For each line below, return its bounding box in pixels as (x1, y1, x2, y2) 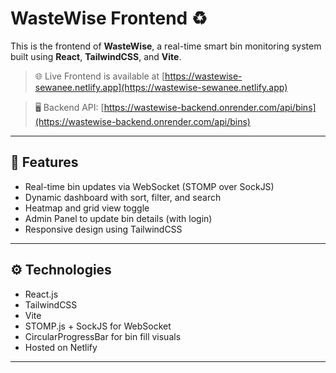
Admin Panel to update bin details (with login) (24, 212, 213, 224)
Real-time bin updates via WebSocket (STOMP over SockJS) (24, 180, 275, 192)
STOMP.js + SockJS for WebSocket (24, 320, 172, 332)
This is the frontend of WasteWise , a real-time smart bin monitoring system (10, 40, 322, 52)
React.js (24, 288, 59, 300)
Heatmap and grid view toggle (24, 202, 150, 214)
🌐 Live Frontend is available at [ (34, 70, 166, 82)
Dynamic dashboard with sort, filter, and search (24, 191, 222, 203)
